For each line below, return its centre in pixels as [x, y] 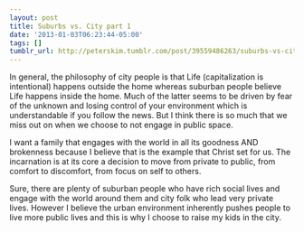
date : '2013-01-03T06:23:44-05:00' [76, 34]
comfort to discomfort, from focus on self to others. [105, 172]
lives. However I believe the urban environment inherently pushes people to [150, 208]
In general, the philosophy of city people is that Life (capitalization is [137, 77]
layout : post [34, 18]
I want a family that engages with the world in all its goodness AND [134, 143]
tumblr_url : [32, 51]
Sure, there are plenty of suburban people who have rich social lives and [145, 189]
